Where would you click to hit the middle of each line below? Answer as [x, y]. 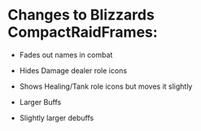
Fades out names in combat [66, 55]
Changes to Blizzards [81, 15]
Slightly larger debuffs [57, 118]
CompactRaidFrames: [83, 32]
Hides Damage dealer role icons [73, 70]
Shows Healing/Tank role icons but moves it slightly [106, 86]
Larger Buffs [40, 102]
